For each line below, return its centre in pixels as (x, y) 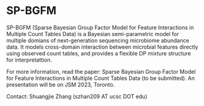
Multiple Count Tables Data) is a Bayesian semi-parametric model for (93, 34)
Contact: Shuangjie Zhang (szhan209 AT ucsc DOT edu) (77, 96)
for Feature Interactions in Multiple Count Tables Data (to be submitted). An (100, 78)
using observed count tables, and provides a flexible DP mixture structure (99, 53)
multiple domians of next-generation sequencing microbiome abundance (98, 40)
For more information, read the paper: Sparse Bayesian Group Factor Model (101, 71)
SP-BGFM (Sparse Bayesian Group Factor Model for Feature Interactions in (100, 27)
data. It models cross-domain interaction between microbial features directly (102, 47)
